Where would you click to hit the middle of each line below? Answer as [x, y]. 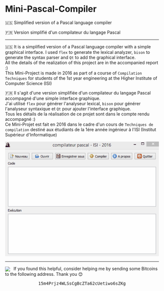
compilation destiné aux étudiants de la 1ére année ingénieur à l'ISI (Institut [81, 129]
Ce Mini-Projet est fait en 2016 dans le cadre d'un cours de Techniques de [79, 124]
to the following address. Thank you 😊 [44, 274]
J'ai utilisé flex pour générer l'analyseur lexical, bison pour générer [73, 103]
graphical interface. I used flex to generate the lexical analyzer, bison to [78, 52]
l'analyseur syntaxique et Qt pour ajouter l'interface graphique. [68, 109]
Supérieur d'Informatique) [31, 134]
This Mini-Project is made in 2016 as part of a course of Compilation [74, 73]
